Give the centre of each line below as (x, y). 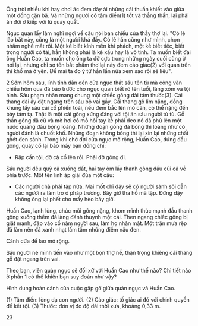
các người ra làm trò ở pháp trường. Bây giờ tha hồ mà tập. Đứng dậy (99, 193)
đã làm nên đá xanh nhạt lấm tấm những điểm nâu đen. (74, 230)
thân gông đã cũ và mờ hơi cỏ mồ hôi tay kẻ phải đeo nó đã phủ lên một (94, 121)
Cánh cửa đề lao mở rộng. (38, 241)
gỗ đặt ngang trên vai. (33, 259)
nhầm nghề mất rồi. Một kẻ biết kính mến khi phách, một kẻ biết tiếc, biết (95, 46)
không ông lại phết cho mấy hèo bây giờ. (65, 199)
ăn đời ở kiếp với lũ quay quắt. (43, 22)
